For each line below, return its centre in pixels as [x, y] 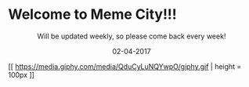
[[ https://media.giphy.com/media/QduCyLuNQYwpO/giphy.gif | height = [125, 66]
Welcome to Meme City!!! [93, 14]
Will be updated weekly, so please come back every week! [132, 36]
